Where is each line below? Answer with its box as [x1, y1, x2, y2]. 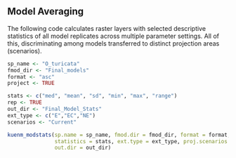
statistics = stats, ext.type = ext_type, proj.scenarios [54, 138, 228, 145]
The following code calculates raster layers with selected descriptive [7, 24, 206, 32]
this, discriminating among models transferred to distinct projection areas [7, 39, 220, 48]
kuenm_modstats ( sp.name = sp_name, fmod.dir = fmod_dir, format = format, [7, 131, 231, 138]
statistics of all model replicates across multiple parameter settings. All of [7, 32, 220, 40]
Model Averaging [7, 6, 84, 18]
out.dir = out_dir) [54, 144, 112, 152]
